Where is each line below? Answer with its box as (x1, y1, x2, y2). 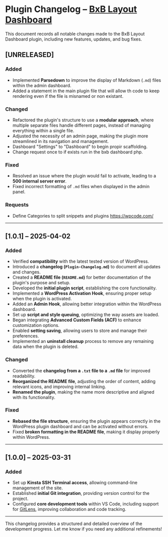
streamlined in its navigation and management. (12, 138, 109, 144)
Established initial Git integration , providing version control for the (12, 490, 150, 496)
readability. (12, 373, 36, 379)
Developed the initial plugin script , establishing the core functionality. (12, 285, 157, 291)
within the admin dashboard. (12, 82, 71, 88)
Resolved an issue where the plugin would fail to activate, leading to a (12, 173, 156, 179)
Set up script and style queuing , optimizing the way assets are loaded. (12, 312, 159, 318)
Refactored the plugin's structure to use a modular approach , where (12, 117, 154, 123)
